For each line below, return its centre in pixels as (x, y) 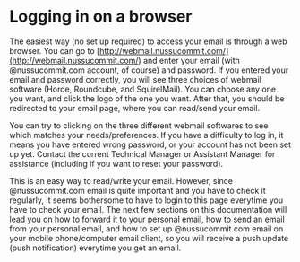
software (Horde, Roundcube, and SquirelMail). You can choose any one (142, 89)
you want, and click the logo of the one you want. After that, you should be (147, 98)
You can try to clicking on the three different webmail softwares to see (139, 125)
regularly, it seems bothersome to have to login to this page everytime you (146, 200)
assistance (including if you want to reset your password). (116, 163)
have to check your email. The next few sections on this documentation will (148, 209)
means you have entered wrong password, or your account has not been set (150, 144)
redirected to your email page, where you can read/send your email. (135, 108)
